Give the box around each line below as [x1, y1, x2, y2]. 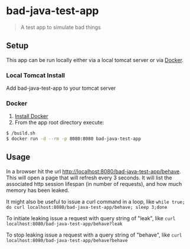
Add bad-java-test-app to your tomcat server [6, 84, 116, 92]
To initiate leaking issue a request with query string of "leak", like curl [6, 214, 176, 222]
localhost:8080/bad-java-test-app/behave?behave [6, 237, 128, 243]
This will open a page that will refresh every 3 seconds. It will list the [6, 174, 172, 181]
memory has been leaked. [6, 186, 70, 194]
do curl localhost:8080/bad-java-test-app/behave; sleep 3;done [6, 204, 168, 210]
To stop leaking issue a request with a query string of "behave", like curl [6, 231, 182, 238]
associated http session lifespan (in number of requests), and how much [6, 180, 182, 187]
